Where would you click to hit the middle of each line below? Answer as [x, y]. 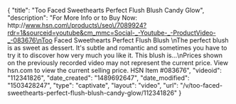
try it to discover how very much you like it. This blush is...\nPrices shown [115, 55]
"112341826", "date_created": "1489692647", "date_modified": [98, 78]
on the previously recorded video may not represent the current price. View [118, 63]
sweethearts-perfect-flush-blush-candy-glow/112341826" [92, 93]
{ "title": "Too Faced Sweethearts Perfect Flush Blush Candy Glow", [106, 10]
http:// [17, 25]
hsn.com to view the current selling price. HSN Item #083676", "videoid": [115, 70]
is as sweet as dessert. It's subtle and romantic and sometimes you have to [117, 48]
